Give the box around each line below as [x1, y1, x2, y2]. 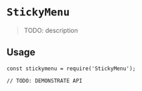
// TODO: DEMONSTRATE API [6, 77, 82, 84]
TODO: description [23, 26, 79, 34]
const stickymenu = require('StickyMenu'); [6, 65, 136, 72]
